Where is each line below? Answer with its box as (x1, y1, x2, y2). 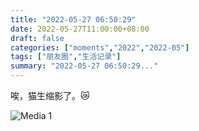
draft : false (10, 33, 65, 43)
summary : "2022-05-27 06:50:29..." (10, 61, 159, 71)
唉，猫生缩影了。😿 (10, 90, 90, 101)
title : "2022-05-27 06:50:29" (10, 14, 137, 25)
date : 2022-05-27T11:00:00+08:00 (10, 24, 150, 34)
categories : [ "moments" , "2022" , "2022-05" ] (10, 42, 190, 53)
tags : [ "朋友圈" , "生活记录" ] (10, 52, 122, 62)
